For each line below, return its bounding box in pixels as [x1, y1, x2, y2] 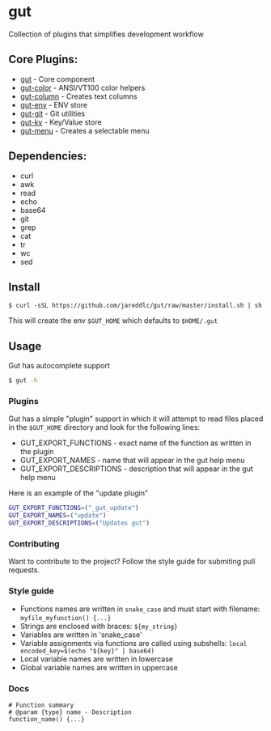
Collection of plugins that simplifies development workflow [8, 29, 204, 39]
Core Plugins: [8, 53, 78, 66]
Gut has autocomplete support [8, 361, 111, 371]
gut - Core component [19, 74, 95, 83]
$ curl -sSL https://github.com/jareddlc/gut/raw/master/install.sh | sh [8, 302, 263, 310]
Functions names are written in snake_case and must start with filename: [19, 604, 260, 614]
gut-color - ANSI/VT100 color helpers [19, 83, 146, 92]
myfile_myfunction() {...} [19, 614, 112, 622]
